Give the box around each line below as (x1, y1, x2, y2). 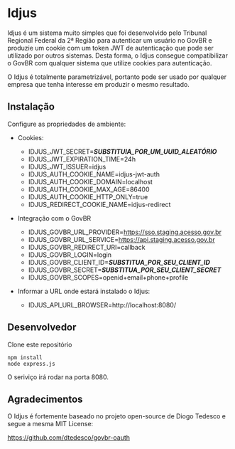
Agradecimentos (7, 393, 83, 405)
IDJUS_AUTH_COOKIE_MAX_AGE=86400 (28, 185, 150, 194)
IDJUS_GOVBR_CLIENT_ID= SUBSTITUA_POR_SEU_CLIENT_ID (28, 258, 211, 266)
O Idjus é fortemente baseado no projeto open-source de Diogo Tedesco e (7, 412, 226, 421)
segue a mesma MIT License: (7, 420, 94, 428)
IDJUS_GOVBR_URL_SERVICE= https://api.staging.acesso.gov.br (28, 235, 215, 243)
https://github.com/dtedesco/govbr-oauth (7, 433, 130, 442)
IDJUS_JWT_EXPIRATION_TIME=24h (28, 154, 136, 163)
